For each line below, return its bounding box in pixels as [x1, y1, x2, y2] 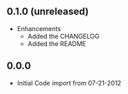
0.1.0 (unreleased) [6, 6, 90, 18]
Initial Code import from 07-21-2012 [16, 78, 122, 87]
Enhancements [16, 24, 61, 33]
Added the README [27, 39, 87, 48]
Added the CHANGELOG [27, 32, 100, 40]
